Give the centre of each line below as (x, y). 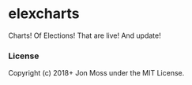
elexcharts (44, 14)
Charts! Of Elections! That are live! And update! (85, 35)
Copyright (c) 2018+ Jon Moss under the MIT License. (96, 73)
